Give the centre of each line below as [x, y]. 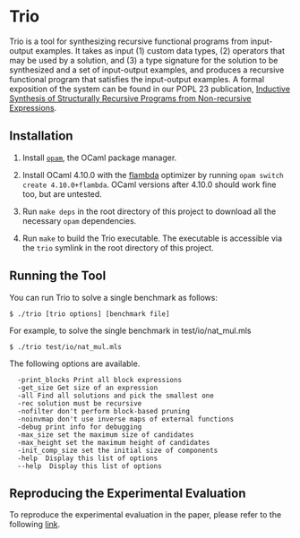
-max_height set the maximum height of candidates [114, 442]
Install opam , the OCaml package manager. [99, 158]
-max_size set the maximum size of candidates [106, 435]
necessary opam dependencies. [79, 220]
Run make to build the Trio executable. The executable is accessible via [152, 238]
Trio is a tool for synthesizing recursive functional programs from [129, 41]
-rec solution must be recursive [80, 403]
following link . [35, 525]
